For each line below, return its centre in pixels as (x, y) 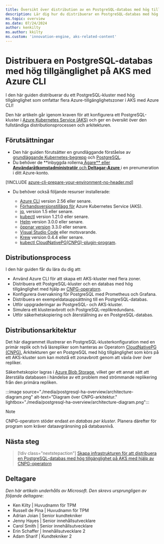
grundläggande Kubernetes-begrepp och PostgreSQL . (67, 157)
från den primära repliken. (32, 382)
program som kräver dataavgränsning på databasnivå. (60, 426)
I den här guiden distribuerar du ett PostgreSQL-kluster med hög (70, 95)
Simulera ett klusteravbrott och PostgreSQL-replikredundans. (74, 310)
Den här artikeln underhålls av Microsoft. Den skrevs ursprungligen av (76, 490)
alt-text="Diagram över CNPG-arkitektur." (75, 397)
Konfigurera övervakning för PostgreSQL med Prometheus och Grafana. (85, 294)
